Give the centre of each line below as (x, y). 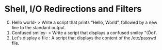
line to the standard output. (39, 27)
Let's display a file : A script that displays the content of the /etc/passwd (84, 38)
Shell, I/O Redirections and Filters (73, 9)
